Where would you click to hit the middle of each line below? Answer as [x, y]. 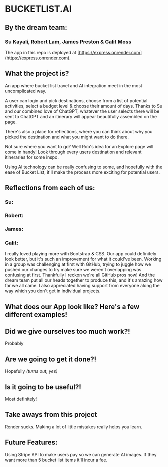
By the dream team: [36, 27]
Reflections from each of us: [50, 188]
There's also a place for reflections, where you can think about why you [79, 131]
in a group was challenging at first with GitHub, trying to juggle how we [78, 264]
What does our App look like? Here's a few [72, 306]
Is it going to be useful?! [43, 387]
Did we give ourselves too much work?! [68, 331]
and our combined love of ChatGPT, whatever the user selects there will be [82, 111]
